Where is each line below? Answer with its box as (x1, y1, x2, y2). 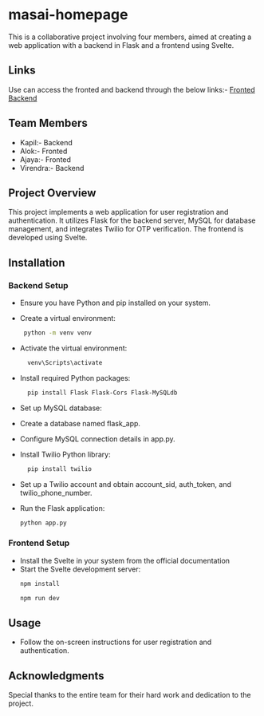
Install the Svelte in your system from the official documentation (19, 556, 230, 565)
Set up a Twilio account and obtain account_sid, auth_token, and (19, 479, 231, 489)
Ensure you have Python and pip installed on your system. (19, 298, 211, 308)
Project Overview (8, 186, 97, 200)
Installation (8, 255, 65, 269)
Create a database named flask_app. (19, 418, 141, 428)
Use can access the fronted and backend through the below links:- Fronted (8, 85, 255, 94)
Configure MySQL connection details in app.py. (19, 433, 175, 444)
